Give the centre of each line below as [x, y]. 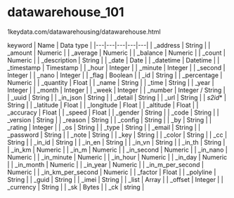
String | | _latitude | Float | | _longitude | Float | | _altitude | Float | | [103, 105]
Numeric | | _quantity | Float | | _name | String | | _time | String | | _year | [111, 82]
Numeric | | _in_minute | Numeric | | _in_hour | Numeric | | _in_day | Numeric [117, 157]
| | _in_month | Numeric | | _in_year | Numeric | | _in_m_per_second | [105, 164]
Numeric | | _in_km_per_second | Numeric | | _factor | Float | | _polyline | [112, 172]
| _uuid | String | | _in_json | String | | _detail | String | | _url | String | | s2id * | [117, 97]
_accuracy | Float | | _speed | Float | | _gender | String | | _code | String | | [113, 112]
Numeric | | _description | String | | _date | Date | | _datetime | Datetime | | [113, 60]
